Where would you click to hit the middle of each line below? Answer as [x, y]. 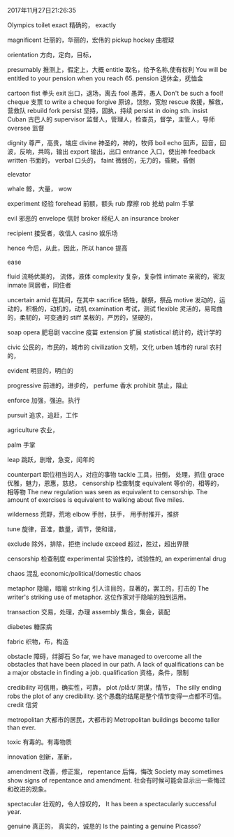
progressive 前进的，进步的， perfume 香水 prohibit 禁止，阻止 [98, 385]
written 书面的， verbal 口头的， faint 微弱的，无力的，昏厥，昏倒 [101, 160]
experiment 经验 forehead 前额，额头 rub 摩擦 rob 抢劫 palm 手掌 [101, 203]
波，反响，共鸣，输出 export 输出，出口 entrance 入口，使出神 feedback [111, 151]
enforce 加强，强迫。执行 [44, 400]
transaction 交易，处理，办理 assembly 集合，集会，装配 [89, 612]
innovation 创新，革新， [42, 757]
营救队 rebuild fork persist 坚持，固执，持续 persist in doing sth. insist [108, 111]
